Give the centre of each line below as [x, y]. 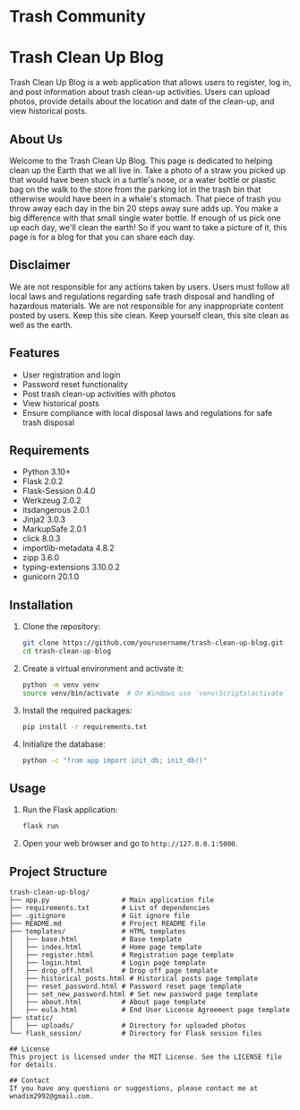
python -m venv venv [60, 685]
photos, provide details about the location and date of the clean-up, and [142, 101]
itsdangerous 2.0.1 [56, 510]
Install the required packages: [77, 710]
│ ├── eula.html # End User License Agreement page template [150, 1010]
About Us [36, 139]
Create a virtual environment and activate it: [103, 668]
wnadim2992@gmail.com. [51, 1096]
